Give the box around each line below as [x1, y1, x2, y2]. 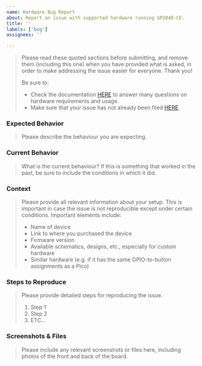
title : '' [6, 20, 32, 26]
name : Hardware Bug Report [6, 9, 75, 15]
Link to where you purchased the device [30, 230, 132, 237]
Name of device [30, 224, 71, 231]
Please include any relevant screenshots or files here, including [21, 346, 182, 353]
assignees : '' [6, 32, 43, 38]
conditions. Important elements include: [21, 211, 122, 219]
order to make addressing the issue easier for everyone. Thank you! [21, 67, 193, 74]
